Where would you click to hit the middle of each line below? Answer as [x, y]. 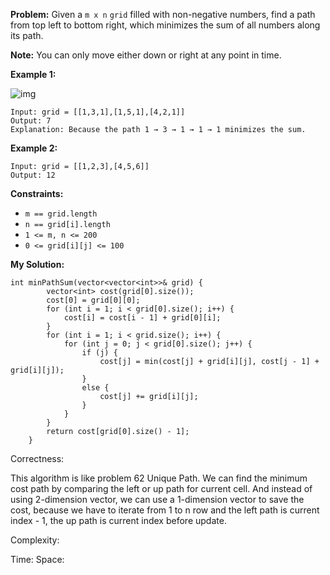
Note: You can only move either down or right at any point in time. [146, 55]
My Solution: [37, 264]
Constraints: [37, 193]
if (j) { [99, 353]
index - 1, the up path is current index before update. [118, 520]
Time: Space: [37, 559]
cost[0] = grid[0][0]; [93, 300]
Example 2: [34, 148]
